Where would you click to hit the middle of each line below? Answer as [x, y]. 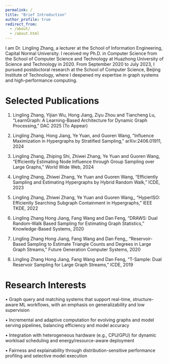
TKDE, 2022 [25, 208]
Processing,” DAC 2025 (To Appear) [50, 125]
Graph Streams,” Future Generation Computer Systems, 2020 [76, 249]
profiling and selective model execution [46, 355]
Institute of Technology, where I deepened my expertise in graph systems [82, 75]
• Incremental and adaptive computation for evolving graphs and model [80, 320]
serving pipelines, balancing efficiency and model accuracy [67, 325]
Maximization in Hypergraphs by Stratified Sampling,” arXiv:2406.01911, [87, 141]
